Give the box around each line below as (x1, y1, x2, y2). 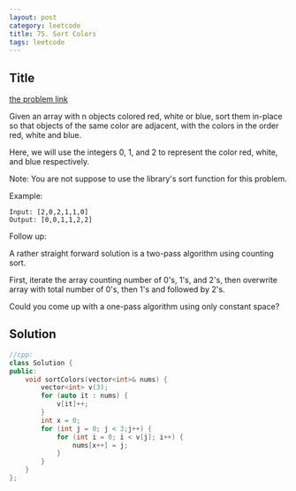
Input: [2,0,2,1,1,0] (9, 208, 89, 217)
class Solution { (9, 358, 73, 367)
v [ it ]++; (56, 400, 89, 409)
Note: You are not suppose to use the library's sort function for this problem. (9, 173, 287, 184)
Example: (9, 191, 43, 202)
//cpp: (9, 350, 34, 359)
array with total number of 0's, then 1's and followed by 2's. (9, 284, 225, 295)
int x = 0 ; (41, 416, 81, 425)
